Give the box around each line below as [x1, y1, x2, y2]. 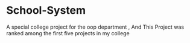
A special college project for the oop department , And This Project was [6, 23, 185, 30]
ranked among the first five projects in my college [6, 29, 130, 36]
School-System [6, 4, 86, 17]
